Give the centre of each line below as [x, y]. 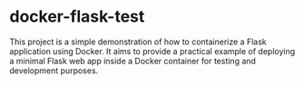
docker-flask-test [77, 17]
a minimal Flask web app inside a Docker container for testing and [133, 61]
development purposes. [54, 71]
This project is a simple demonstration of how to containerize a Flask [138, 42]
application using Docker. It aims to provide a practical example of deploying [152, 51]
